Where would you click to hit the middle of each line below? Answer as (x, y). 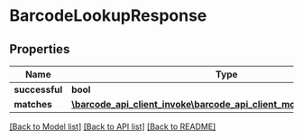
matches (33, 104)
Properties (40, 49)
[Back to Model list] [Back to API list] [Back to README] (113, 126)
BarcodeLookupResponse (108, 16)
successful (38, 89)
